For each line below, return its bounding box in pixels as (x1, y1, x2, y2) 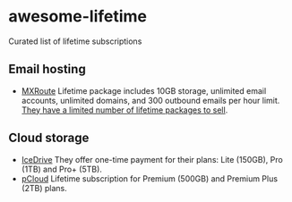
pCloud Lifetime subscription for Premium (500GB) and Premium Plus (21, 173, 279, 184)
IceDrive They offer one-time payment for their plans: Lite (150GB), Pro (21, 154, 283, 164)
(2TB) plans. (21, 182, 68, 193)
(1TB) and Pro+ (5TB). (21, 164, 102, 174)
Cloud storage (8, 130, 90, 146)
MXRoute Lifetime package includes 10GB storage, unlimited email (21, 85, 267, 96)
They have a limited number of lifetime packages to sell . (21, 105, 228, 115)
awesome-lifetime (8, 6, 148, 27)
